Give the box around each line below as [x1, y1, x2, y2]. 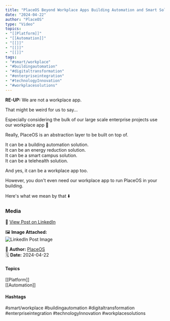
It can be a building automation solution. [5, 141, 89, 148]
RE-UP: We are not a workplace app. [5, 97, 82, 103]
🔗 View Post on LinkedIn [5, 219, 56, 225]
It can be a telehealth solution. [5, 158, 68, 164]
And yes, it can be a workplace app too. [5, 167, 89, 173]
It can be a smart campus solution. [5, 152, 77, 158]
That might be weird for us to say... [5, 106, 78, 113]
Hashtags [5, 294, 26, 300]
